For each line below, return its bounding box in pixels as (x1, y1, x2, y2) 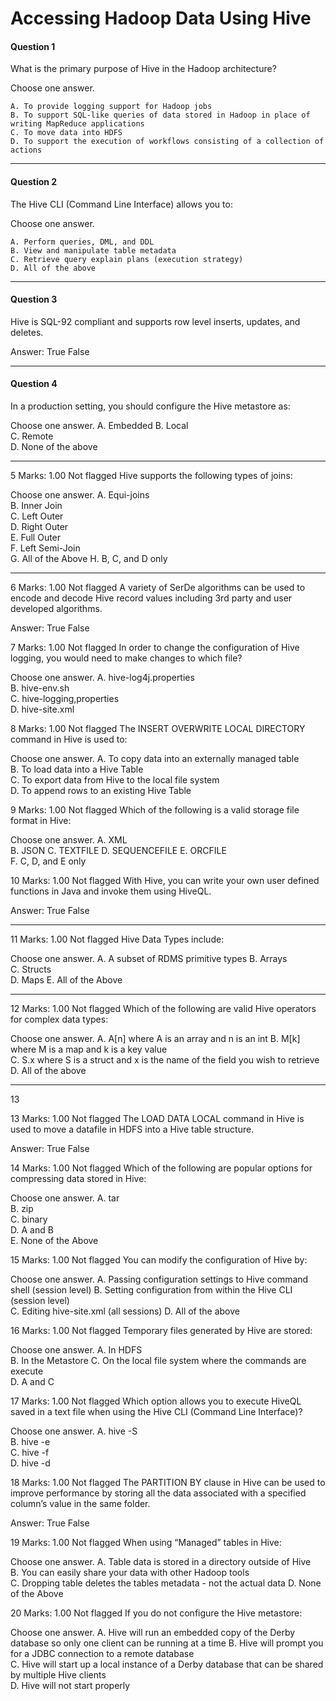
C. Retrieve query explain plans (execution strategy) (10, 254, 244, 264)
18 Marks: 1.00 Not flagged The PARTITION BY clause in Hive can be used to (10, 1477, 326, 1488)
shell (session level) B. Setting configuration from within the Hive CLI (10, 1284, 293, 1296)
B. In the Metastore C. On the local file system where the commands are (10, 1355, 307, 1366)
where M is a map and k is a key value (10, 1043, 168, 1055)
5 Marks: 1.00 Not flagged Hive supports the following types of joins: (10, 470, 293, 481)
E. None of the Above (10, 1235, 99, 1246)
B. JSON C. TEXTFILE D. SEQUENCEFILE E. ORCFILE (10, 845, 227, 856)
